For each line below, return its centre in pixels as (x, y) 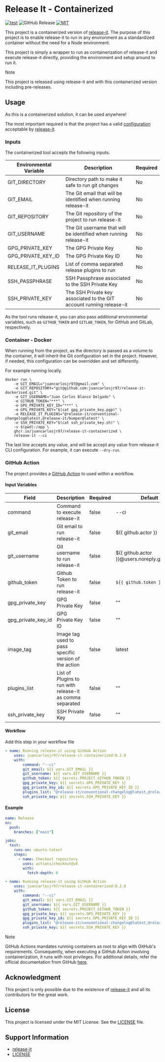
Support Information (37, 1038)
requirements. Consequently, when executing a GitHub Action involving (77, 952)
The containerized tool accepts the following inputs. (58, 153)
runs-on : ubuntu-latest (38, 850)
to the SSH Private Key (92, 284)
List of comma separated (94, 264)
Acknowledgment (33, 978)
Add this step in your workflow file (40, 742)
